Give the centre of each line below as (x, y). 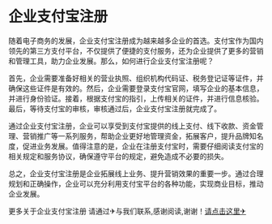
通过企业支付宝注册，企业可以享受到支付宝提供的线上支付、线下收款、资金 (132, 126)
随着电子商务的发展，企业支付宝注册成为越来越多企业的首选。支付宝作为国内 (136, 41)
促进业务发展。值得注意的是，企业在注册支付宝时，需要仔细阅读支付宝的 (143, 146)
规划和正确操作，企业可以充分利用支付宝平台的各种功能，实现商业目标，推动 (136, 183)
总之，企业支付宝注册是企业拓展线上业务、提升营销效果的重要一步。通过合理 (136, 173)
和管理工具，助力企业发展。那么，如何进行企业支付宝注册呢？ (111, 61)
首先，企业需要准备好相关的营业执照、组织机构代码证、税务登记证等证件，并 (136, 78)
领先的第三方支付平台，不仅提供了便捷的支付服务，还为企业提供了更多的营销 (136, 50)
